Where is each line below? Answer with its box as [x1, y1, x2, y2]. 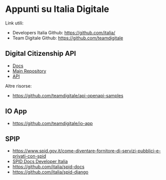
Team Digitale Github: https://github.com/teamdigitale [12, 35, 123, 41]
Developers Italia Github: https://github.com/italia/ [12, 29, 115, 35]
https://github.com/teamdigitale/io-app [12, 120, 93, 126]
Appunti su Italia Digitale [5, 3, 109, 15]
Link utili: [5, 20, 24, 26]
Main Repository [12, 68, 46, 74]
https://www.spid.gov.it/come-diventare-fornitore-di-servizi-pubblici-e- [12, 148, 161, 154]
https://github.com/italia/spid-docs [12, 164, 85, 170]
